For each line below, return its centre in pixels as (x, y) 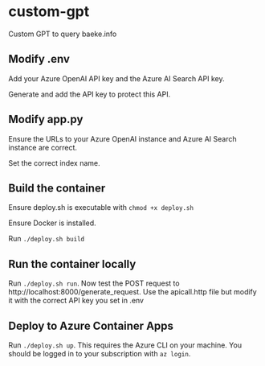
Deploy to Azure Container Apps (91, 325)
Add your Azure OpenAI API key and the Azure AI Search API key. (116, 78)
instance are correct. (43, 147)
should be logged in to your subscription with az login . (100, 354)
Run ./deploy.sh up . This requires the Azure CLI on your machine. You (125, 345)
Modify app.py (46, 119)
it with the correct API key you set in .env (76, 301)
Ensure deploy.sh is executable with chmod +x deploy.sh (101, 208)
